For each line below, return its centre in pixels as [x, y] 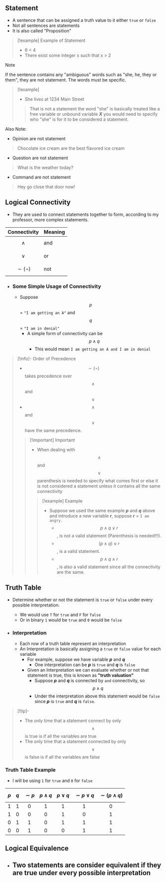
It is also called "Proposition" [42, 31]
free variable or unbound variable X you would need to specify [93, 114]
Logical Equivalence [37, 848]
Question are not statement [40, 158]
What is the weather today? [45, 167]
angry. [56, 521]
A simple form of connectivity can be [65, 333]
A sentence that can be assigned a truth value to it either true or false [84, 20]
